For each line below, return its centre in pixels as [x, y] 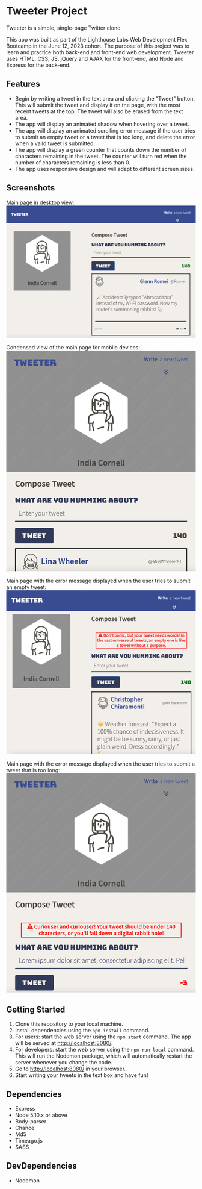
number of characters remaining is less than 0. [73, 162]
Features [23, 84]
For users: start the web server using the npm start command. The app [103, 1037]
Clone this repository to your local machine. [69, 1024]
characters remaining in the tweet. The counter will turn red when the [101, 156]
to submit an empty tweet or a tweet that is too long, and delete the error [105, 137]
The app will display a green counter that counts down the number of [100, 149]
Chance [25, 1128]
